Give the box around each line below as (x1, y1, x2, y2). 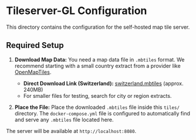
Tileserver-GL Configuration (6, 4, 147, 18)
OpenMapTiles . (14, 69, 52, 76)
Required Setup (6, 40, 65, 50)
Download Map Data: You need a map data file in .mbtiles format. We (14, 56, 185, 63)
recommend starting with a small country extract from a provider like (14, 62, 181, 69)
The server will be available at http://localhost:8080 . (6, 127, 137, 134)
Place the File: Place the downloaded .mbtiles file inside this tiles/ (14, 104, 180, 111)
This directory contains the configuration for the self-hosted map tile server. (6, 23, 190, 30)
